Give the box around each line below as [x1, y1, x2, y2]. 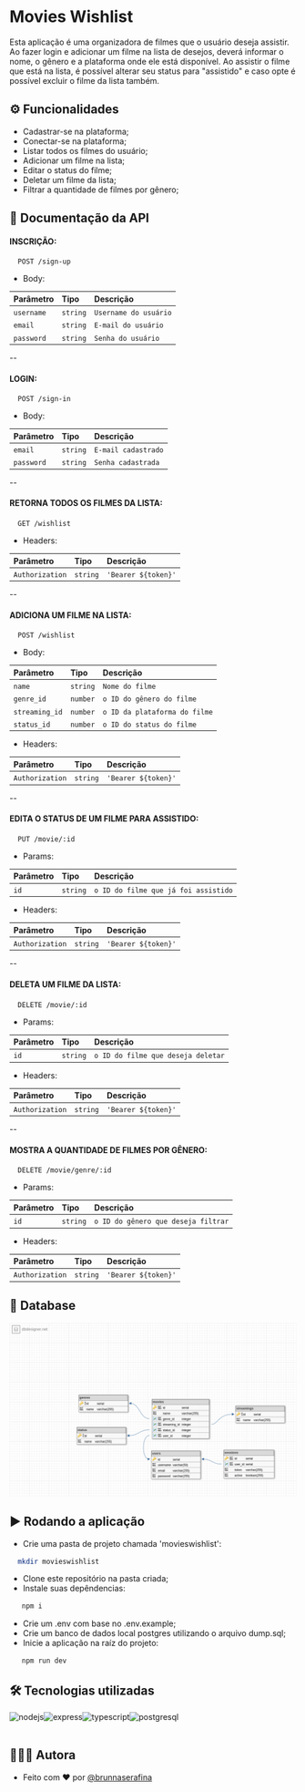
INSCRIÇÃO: [9, 235, 57, 247]
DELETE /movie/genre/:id [17, 1166, 112, 1175]
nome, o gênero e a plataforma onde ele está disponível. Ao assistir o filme [9, 56, 290, 67]
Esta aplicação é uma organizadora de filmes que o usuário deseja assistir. [9, 36, 290, 47]
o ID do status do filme [102, 720, 198, 729]
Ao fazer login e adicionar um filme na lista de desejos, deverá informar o [9, 46, 284, 57]
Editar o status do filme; [22, 164, 112, 175]
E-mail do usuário [94, 321, 164, 330]
